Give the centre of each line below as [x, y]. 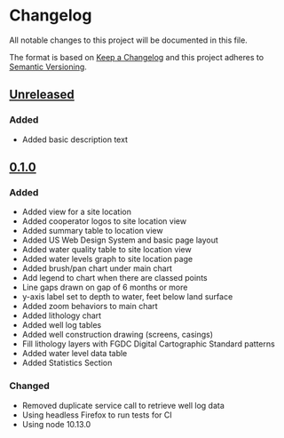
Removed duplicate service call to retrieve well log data [123, 405]
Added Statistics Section [67, 363]
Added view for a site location [76, 212]
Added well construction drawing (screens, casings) [118, 335]
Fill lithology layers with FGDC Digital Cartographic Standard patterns [148, 344]
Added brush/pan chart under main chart [97, 268]
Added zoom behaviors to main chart [90, 307]
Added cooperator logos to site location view [104, 221]
